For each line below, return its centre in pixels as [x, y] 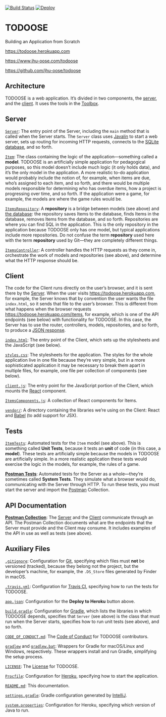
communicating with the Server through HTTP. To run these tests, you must [82, 485]
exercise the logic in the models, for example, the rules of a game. [73, 464]
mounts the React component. [36, 391]
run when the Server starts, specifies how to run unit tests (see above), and [82, 621]
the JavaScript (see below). [33, 345]
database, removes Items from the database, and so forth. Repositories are [82, 219]
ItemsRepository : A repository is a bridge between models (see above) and [82, 208]
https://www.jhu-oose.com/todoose [42, 61]
